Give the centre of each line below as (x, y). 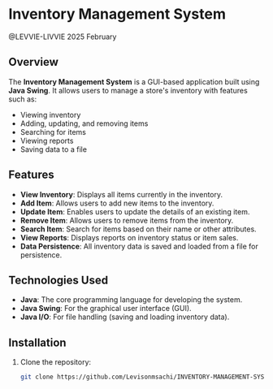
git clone (37, 377)
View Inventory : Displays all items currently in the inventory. (121, 194)
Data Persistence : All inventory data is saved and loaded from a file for (139, 246)
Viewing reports (47, 140)
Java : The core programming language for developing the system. (131, 300)
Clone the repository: (56, 362)
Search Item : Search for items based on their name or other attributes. (139, 229)
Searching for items (53, 132)
